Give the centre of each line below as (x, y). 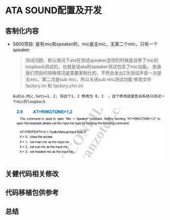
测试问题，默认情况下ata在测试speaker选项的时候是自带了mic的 (92, 60)
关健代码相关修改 (32, 174)
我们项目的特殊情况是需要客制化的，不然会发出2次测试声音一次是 (93, 73)
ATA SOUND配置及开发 (54, 10)
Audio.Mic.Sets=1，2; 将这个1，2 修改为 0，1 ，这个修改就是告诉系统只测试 (87, 96)
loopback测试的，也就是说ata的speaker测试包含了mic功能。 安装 (93, 66)
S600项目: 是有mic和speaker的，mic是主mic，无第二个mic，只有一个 (85, 44)
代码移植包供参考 (32, 192)
